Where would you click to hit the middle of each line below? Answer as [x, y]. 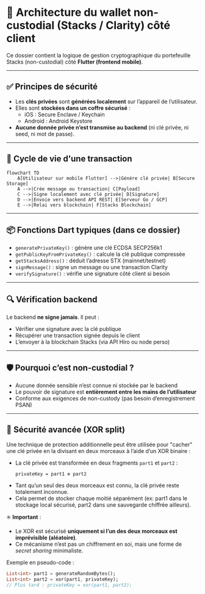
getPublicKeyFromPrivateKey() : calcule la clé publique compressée [100, 254]
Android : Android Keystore [58, 121]
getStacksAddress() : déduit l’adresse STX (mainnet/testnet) [90, 261]
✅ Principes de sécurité [52, 87]
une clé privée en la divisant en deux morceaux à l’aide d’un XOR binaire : [99, 451]
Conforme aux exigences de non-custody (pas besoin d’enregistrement [105, 398]
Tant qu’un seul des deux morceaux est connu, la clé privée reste [97, 485]
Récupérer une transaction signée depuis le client [77, 336]
